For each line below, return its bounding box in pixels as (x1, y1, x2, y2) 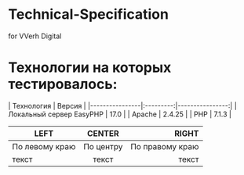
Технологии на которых (8, 59, 172, 77)
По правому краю (130, 141, 199, 152)
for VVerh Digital (8, 31, 62, 41)
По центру (83, 141, 123, 152)
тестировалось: (8, 76, 118, 93)
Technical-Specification (8, 5, 169, 23)
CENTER (87, 127, 119, 138)
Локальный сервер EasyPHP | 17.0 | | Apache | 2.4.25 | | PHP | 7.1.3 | (8, 109, 231, 119)
